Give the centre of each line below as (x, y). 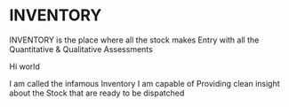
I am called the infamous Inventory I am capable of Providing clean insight (144, 83)
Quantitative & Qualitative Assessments (81, 49)
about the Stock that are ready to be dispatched (97, 93)
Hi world (24, 66)
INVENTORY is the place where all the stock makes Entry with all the (134, 40)
